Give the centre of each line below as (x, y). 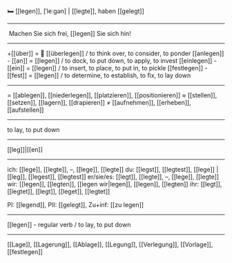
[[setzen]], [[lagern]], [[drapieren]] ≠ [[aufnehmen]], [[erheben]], (99, 103)
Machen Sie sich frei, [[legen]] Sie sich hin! (70, 33)
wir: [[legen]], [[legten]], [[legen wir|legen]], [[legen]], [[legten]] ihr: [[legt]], (115, 184)
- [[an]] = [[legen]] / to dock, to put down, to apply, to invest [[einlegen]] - (112, 61)
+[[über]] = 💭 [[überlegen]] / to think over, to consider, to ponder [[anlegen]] (116, 53)
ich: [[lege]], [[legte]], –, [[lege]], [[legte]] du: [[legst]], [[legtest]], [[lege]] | (113, 169)
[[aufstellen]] (26, 110)
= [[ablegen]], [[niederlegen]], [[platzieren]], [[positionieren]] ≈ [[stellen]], (112, 95)
